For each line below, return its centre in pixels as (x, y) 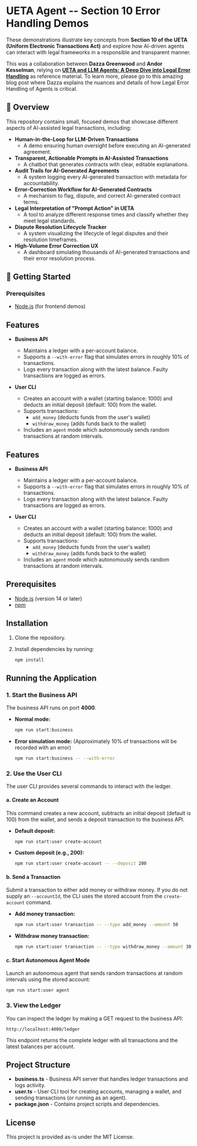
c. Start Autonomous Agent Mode (48, 960)
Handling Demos (48, 23)
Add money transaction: (45, 914)
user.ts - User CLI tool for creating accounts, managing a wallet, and (98, 1092)
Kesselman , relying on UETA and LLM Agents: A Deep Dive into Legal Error (98, 70)
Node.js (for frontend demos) (50, 306)
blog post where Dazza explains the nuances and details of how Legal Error (98, 82)
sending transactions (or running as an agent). (71, 1098)
